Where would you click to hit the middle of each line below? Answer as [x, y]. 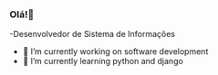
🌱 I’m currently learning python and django [103, 61]
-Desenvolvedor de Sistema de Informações [93, 34]
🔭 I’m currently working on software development [115, 52]
